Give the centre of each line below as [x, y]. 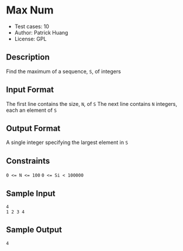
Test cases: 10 [32, 26]
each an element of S [32, 110]
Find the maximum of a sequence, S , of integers [63, 71]
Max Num [30, 10]
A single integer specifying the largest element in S [67, 142]
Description [28, 57]
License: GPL [30, 39]
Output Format [33, 128]
